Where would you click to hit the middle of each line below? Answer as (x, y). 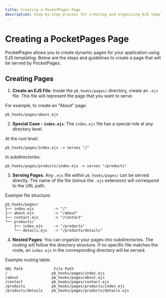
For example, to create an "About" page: (46, 106)
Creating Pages (29, 79)
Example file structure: (28, 195)
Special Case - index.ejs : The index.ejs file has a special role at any (83, 124)
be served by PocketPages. (33, 63)
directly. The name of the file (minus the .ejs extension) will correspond (85, 180)
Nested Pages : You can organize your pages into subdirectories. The (83, 240)
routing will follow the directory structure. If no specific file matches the (85, 245)
